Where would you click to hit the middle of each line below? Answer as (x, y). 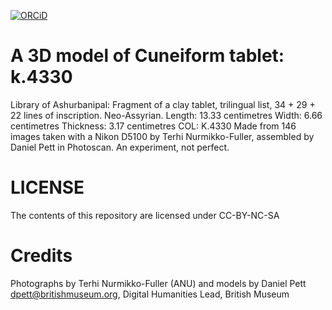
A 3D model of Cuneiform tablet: (147, 56)
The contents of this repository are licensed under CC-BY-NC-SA (145, 215)
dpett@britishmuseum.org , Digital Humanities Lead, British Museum (150, 294)
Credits (41, 256)
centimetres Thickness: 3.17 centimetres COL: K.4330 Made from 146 (153, 126)
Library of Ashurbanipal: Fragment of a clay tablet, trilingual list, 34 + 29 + (163, 104)
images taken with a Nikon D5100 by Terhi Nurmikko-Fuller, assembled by (162, 136)
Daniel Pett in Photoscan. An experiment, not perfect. (120, 147)
